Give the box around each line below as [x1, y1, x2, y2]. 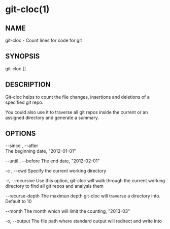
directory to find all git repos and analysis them [5, 183, 104, 189]
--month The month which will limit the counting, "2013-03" [5, 208, 130, 214]
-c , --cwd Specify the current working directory [5, 168, 107, 174]
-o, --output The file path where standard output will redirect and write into [5, 218, 162, 224]
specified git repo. [5, 99, 44, 105]
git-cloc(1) [5, 4, 50, 15]
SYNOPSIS [5, 52, 40, 61]
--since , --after [5, 142, 39, 149]
